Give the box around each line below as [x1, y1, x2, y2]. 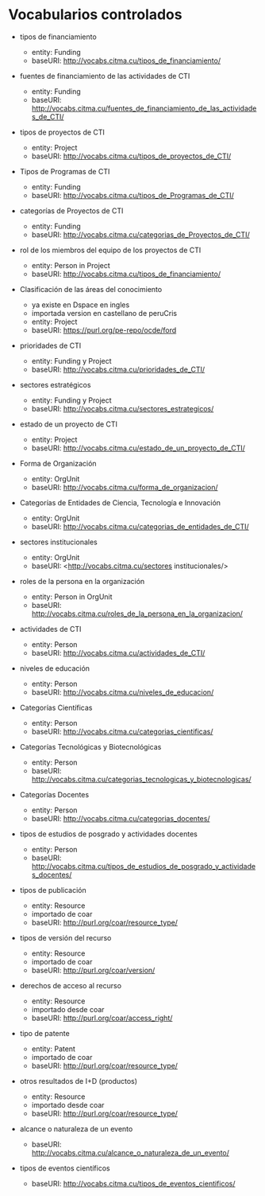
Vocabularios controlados [8, 6, 182, 24]
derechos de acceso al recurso [19, 980, 121, 990]
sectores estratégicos [19, 380, 91, 389]
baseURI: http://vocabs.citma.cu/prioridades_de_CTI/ [31, 364, 205, 374]
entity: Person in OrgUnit [31, 591, 113, 602]
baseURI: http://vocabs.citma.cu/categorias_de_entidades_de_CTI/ [31, 521, 250, 531]
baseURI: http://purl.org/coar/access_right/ [31, 1013, 173, 1023]
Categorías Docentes [19, 789, 90, 799]
